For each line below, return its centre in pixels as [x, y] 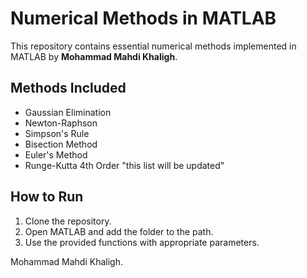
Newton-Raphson [61, 123]
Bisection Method [61, 144]
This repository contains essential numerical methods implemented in [153, 46]
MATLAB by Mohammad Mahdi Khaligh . [94, 56]
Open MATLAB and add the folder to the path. [119, 231]
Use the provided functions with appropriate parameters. [142, 242]
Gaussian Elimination [68, 112]
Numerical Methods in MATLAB [143, 18]
